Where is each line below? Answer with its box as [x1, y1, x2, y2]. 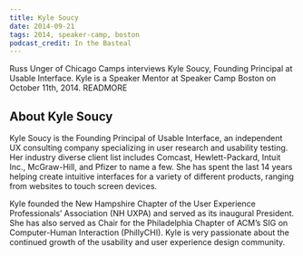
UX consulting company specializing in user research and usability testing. [9, 142, 288, 154]
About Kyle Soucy [9, 109, 113, 124]
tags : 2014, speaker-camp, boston [9, 30, 141, 39]
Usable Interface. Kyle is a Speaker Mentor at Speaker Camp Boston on [9, 73, 277, 84]
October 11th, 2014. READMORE [9, 82, 128, 93]
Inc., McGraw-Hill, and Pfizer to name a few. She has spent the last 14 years [9, 162, 293, 173]
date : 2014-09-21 [9, 22, 75, 31]
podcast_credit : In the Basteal [9, 38, 132, 48]
